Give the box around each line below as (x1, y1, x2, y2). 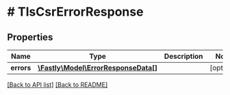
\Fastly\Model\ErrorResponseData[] (37, 63, 158, 72)
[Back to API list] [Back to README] (7, 81, 108, 89)
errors (10, 63, 31, 72)
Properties (7, 31, 53, 43)
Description (164, 52, 203, 61)
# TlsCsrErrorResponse (7, 4, 144, 20)
